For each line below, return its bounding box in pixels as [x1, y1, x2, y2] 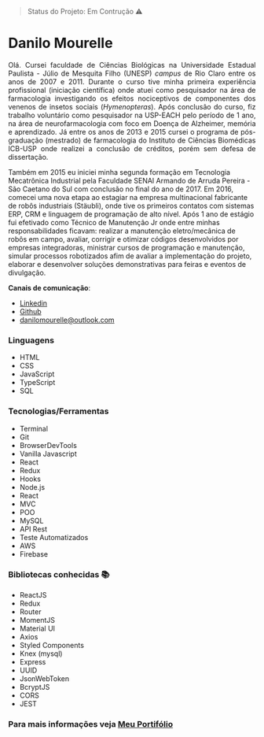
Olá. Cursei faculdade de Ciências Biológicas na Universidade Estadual [8, 60, 256, 69]
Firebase [19, 549, 49, 558]
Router [19, 606, 42, 617]
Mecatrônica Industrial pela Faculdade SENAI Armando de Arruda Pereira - [8, 176, 251, 185]
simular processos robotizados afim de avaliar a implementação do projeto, [8, 251, 252, 261]
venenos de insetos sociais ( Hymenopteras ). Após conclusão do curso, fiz [8, 102, 256, 111]
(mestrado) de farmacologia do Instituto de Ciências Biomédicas [45, 135, 256, 145]
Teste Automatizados [19, 532, 89, 542]
